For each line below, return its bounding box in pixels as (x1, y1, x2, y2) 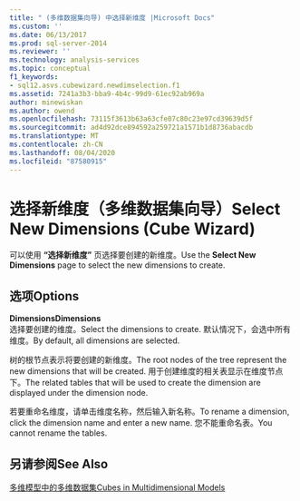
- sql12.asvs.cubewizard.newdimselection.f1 (9, 81, 180, 90)
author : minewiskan (9, 97, 83, 107)
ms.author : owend (9, 106, 75, 115)
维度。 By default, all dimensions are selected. (9, 335, 180, 346)
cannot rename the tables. (9, 427, 108, 438)
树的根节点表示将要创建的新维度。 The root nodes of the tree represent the (9, 355, 287, 366)
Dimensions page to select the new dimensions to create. (9, 260, 226, 270)
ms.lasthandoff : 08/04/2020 (9, 148, 116, 157)
